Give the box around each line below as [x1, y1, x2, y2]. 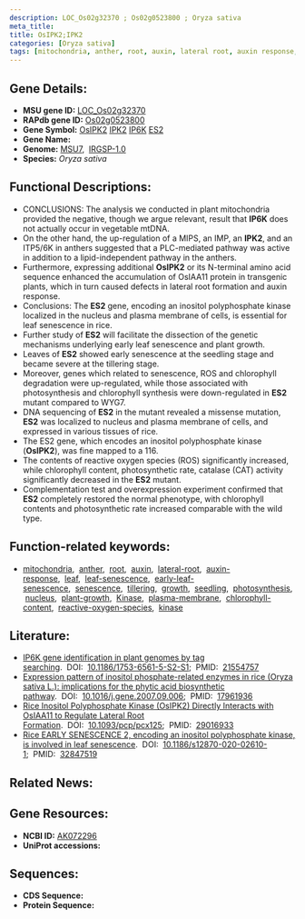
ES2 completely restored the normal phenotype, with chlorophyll [22, 493, 265, 504]
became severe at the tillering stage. [22, 358, 160, 369]
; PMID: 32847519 [25, 749, 98, 760]
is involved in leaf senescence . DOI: [22, 739, 159, 750]
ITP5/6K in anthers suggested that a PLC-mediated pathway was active [22, 242, 290, 253]
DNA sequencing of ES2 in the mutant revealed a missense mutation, [22, 406, 281, 417]
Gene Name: [22, 134, 71, 145]
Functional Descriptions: [9, 179, 152, 195]
